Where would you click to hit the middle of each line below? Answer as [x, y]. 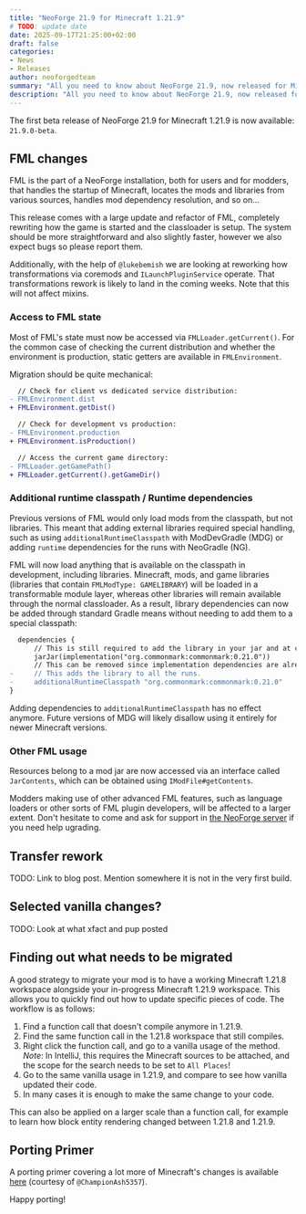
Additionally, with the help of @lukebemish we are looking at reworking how [149, 265]
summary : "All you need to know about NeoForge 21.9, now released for [148, 86]
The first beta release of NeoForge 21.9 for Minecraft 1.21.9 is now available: [152, 120]
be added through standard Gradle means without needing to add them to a [151, 613]
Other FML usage [48, 751]
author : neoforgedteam [52, 78]
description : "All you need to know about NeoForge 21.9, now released [148, 94]
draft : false [34, 43]
